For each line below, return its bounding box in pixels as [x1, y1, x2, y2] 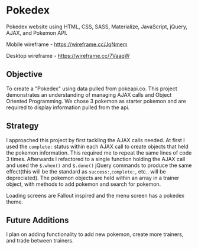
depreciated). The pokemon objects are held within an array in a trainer [6, 174, 180, 181]
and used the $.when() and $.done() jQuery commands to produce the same [6, 162, 192, 169]
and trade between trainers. [6, 237, 74, 244]
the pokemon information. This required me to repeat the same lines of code [6, 149, 192, 156]
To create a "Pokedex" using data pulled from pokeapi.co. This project [6, 85, 177, 92]
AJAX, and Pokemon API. [6, 29, 68, 36]
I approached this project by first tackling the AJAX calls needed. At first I [6, 136, 185, 143]
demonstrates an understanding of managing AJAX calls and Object [6, 91, 172, 98]
